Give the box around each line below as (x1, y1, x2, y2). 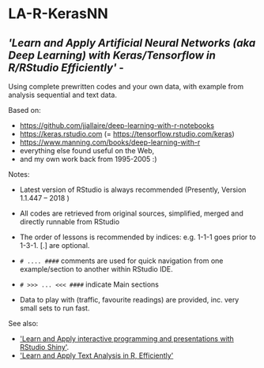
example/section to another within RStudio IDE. (19, 265, 173, 273)
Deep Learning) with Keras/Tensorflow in (8, 48, 216, 62)
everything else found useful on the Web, (19, 146, 155, 155)
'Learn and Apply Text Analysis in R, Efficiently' (19, 351, 174, 360)
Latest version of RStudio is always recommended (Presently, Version (19, 185, 247, 194)
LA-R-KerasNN (8, 5, 108, 23)
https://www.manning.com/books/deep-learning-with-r (19, 137, 201, 147)
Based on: (8, 106, 41, 115)
